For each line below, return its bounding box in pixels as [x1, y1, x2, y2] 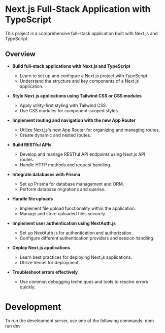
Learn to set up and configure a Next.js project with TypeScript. [19, 73, 149, 79]
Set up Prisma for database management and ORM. [19, 181, 124, 187]
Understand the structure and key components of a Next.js [19, 78, 139, 84]
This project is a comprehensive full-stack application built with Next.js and [5, 30, 158, 36]
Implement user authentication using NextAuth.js [12, 220, 116, 226]
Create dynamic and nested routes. [19, 132, 92, 138]
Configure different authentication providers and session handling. [19, 235, 155, 241]
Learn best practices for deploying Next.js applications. [19, 254, 132, 260]
